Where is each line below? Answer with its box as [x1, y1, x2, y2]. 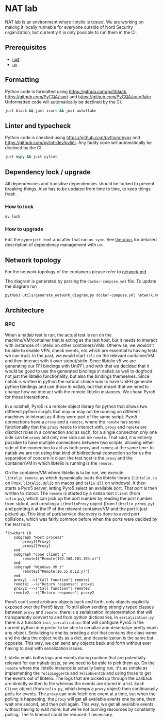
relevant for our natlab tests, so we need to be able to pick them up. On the [5, 660, 155, 666]
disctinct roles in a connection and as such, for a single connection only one [5, 429, 157, 435]
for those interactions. [5, 394, 49, 400]
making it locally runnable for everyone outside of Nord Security [5, 24, 133, 30]
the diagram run [5, 283, 37, 289]
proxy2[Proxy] [22, 543, 51, 548]
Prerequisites [5, 43, 47, 52]
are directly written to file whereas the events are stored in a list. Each [5, 680, 145, 686]
